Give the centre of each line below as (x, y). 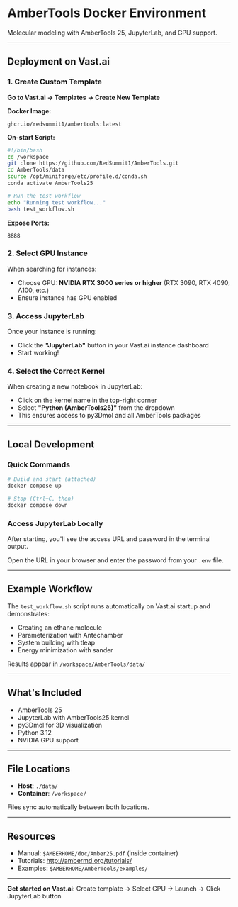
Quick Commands (39, 464)
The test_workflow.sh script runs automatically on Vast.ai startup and (109, 606)
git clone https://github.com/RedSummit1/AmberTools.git (93, 163)
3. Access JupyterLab (46, 316)
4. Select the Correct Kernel (56, 372)
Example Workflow (50, 589)
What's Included (45, 693)
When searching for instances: (52, 269)
